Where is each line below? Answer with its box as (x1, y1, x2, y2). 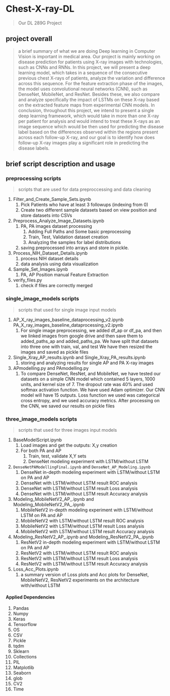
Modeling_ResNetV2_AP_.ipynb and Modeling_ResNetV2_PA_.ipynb (13, 534, 154, 540)
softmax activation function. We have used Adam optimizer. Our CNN (20, 387, 165, 393)
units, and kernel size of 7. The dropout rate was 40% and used (20, 381, 153, 387)
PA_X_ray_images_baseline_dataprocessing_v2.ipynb (13, 322, 123, 328)
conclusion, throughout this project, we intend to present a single (18, 107, 154, 113)
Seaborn (13, 670, 31, 676)
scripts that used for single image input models (18, 306, 116, 312)
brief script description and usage (6, 160, 115, 168)
